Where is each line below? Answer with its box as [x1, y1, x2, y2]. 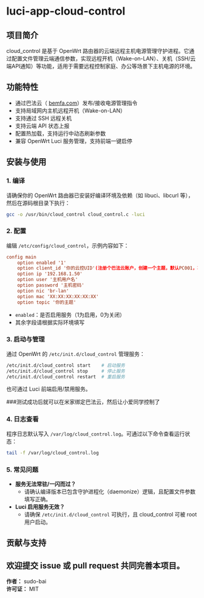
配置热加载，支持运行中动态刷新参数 [15, 130, 106, 137]
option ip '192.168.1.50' [17, 271, 83, 277]
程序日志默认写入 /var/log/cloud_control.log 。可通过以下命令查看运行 [6, 430, 185, 437]
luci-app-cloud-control [6, 4, 126, 18]
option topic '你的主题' [17, 299, 76, 305]
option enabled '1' [17, 260, 67, 266]
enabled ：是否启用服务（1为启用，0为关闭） [15, 311, 126, 318]
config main [6, 254, 36, 260]
